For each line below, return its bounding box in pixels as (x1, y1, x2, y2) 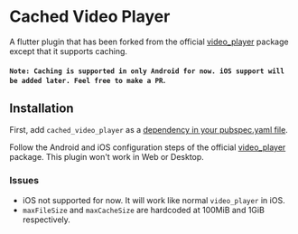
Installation (9, 100, 74, 116)
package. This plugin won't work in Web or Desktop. (9, 152, 205, 163)
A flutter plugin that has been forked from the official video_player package (9, 36, 289, 47)
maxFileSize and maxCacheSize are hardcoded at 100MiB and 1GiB (22, 204, 265, 215)
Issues (9, 174, 40, 187)
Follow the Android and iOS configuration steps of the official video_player (9, 142, 286, 153)
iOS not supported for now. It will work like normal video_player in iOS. (22, 194, 286, 205)
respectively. (22, 214, 70, 225)
